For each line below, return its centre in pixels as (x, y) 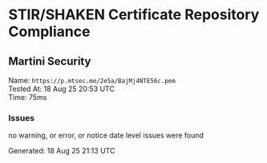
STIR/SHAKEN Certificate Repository (134, 15)
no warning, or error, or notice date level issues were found (106, 135)
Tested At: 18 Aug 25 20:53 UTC (61, 89)
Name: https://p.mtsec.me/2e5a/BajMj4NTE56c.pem (92, 80)
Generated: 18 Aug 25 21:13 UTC (62, 151)
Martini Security (50, 61)
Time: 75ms (28, 97)
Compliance (49, 32)
